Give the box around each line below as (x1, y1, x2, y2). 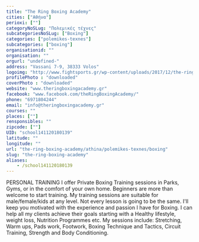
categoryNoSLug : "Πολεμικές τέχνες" (6, 25, 97, 31)
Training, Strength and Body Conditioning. (6, 229, 109, 237)
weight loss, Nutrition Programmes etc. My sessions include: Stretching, (6, 217, 182, 224)
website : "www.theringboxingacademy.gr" (6, 86, 108, 92)
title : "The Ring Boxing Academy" (6, 8, 92, 15)
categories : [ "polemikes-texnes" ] (6, 36, 92, 42)
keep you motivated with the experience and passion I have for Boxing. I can (6, 204, 192, 211)
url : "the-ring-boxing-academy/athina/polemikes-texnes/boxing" (6, 146, 168, 152)
